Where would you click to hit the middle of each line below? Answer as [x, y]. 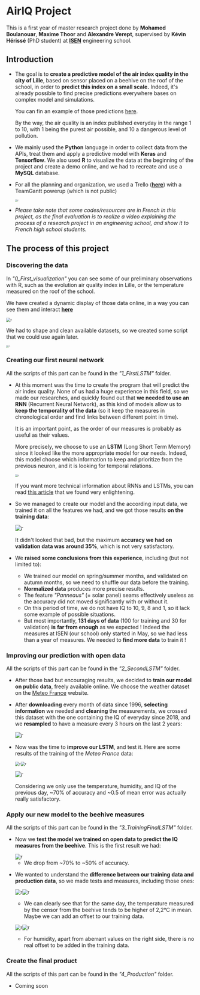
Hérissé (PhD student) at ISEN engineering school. [69, 40]
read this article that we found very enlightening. [75, 492]
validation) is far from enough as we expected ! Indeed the [96, 627]
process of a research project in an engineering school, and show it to [102, 223]
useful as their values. [42, 435]
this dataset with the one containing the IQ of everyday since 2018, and [102, 717]
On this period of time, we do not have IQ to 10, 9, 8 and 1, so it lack [107, 608]
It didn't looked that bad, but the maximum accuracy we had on [93, 540]
